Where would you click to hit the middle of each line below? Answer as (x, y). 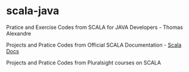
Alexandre (19, 33)
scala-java (33, 11)
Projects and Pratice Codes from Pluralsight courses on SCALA (83, 63)
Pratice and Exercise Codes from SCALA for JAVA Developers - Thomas (94, 27)
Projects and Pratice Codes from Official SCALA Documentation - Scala (94, 45)
